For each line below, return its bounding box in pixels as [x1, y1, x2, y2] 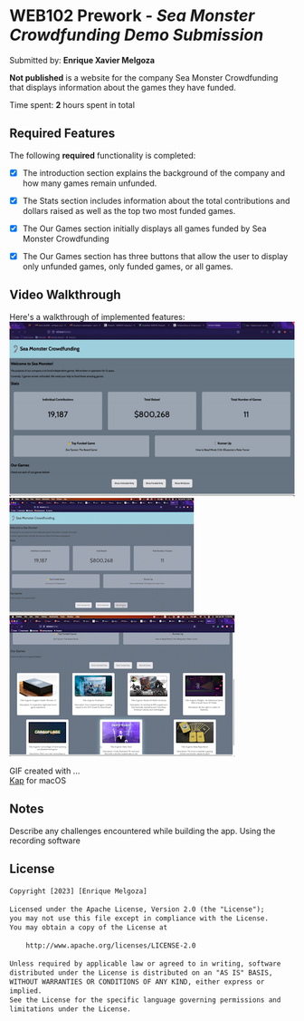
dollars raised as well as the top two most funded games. [22, 205, 236, 216]
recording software [9, 835, 81, 846]
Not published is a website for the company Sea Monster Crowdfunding [9, 72, 279, 83]
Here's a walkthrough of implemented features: [9, 311, 185, 322]
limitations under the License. [9, 1004, 131, 1014]
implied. [9, 986, 43, 996]
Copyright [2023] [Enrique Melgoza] [9, 886, 147, 896]
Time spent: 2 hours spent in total [9, 99, 136, 110]
